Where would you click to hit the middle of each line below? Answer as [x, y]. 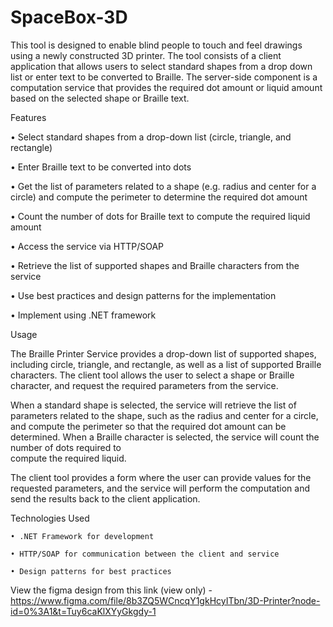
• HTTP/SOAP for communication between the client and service [145, 554]
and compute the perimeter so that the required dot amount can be [148, 426]
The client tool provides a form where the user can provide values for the [161, 477]
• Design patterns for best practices [91, 571]
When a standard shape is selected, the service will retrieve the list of [153, 405]
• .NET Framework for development [82, 536]
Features [28, 117]
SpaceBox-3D [69, 17]
